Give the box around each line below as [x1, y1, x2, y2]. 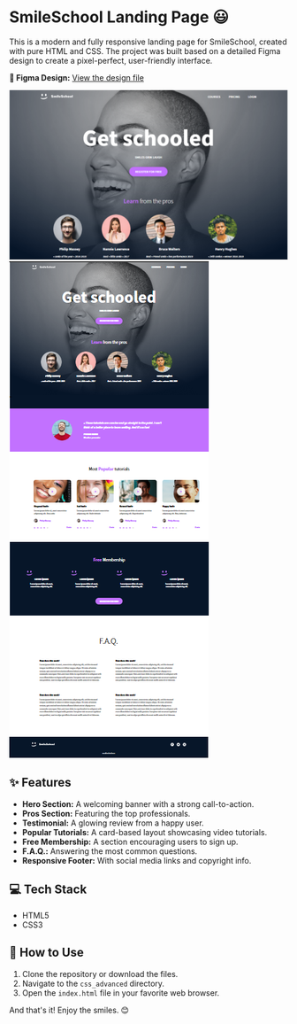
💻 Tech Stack [9, 882, 88, 897]
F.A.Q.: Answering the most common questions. [21, 845, 198, 857]
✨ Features [9, 775, 72, 790]
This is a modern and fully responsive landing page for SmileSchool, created [9, 36, 287, 47]
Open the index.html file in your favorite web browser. [21, 987, 220, 998]
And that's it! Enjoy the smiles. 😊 [9, 1005, 130, 1015]
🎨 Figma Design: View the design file [9, 72, 144, 82]
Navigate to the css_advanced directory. [21, 978, 165, 989]
